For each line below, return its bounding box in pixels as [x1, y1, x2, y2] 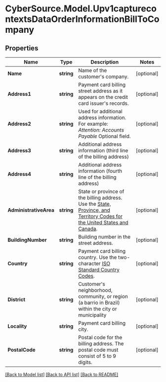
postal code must [78, 346, 119, 353]
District [7, 296, 26, 303]
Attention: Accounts [78, 127, 124, 133]
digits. [78, 359, 92, 366]
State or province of [78, 188, 124, 195]
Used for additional [78, 108, 123, 115]
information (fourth [78, 167, 123, 174]
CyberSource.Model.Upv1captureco [5, 3, 157, 14]
